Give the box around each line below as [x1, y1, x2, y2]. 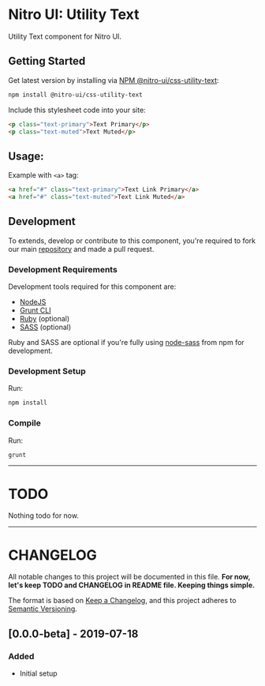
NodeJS [19, 298, 47, 307]
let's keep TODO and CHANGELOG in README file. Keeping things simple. [8, 580, 255, 590]
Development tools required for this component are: [8, 282, 177, 291]
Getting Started [8, 54, 86, 68]
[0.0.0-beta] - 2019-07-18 [8, 627, 139, 640]
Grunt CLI [19, 306, 51, 315]
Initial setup [19, 669, 58, 678]
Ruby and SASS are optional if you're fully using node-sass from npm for [8, 338, 244, 347]
